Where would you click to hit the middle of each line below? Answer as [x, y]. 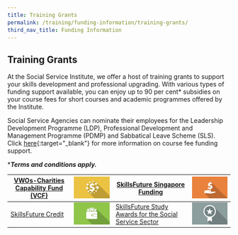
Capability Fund [39, 188]
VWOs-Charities [39, 180]
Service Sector [137, 222]
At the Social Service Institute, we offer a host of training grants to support [116, 77]
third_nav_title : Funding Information [64, 30]
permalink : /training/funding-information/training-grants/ [98, 22]
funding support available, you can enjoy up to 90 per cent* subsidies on [114, 92]
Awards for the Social [147, 214]
